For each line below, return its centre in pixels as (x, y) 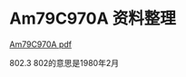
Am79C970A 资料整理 (93, 19)
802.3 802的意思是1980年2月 (64, 63)
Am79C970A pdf (41, 44)
